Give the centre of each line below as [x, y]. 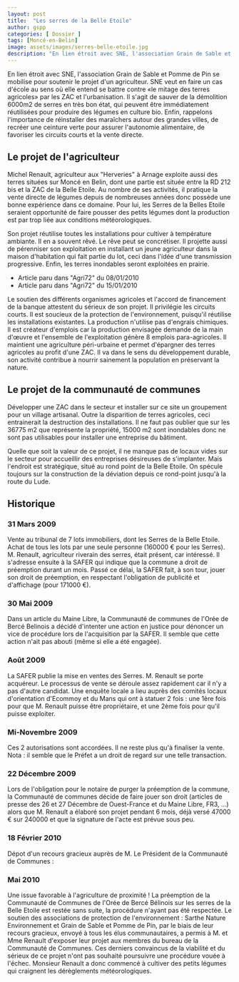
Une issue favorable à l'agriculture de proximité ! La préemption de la [109, 895]
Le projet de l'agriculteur [63, 157]
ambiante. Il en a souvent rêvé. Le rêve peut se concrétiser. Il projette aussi [117, 241]
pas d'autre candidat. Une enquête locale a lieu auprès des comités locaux [117, 691]
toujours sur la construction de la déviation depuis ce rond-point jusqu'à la [117, 474]
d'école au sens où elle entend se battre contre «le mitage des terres [109, 89]
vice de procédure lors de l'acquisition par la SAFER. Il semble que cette [113, 634]
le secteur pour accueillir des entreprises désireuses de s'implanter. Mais [115, 459]
